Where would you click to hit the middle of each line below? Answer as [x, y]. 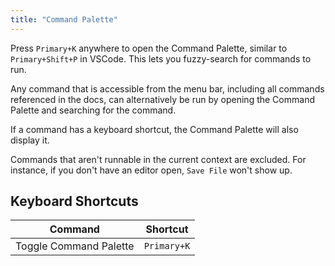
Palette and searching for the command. [93, 110]
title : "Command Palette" [64, 19]
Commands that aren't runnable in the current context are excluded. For [158, 159]
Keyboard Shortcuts [74, 201]
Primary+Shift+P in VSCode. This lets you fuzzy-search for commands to [161, 58]
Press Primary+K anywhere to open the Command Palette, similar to [149, 48]
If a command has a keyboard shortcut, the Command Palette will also [154, 129]
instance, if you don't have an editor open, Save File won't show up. [151, 170]
